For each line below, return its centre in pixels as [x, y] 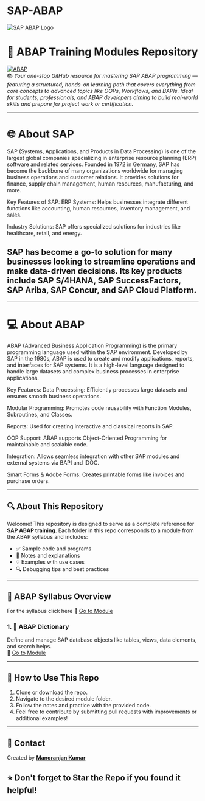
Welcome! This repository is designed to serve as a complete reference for [101, 524]
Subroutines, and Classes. [40, 414]
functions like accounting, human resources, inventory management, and [99, 208]
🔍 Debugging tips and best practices [62, 569]
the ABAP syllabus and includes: [47, 537]
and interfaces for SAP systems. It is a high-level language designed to [96, 365]
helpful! [22, 790]
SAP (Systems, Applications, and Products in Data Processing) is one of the [102, 151]
